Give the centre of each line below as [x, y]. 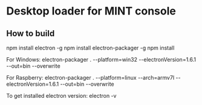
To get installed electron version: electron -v [61, 96]
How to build [31, 33]
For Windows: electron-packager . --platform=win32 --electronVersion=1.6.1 [101, 59]
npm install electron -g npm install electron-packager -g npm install [90, 48]
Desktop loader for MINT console [91, 11]
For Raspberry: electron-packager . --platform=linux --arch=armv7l [90, 78]
